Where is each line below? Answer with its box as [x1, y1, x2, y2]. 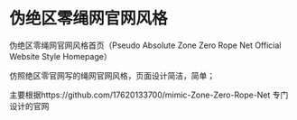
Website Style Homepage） [9, 51, 112, 61]
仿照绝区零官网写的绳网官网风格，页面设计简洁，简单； [9, 69, 215, 81]
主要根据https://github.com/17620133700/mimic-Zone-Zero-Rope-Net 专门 [9, 89, 289, 100]
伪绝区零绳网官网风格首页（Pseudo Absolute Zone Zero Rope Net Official [9, 40, 282, 51]
